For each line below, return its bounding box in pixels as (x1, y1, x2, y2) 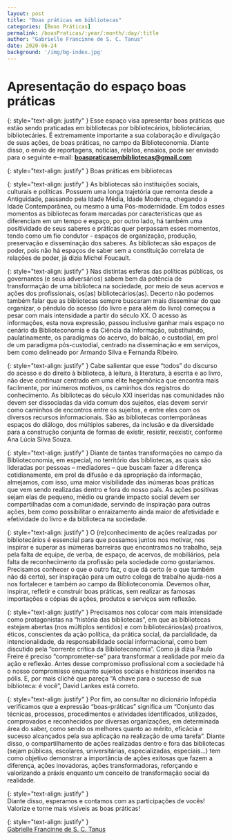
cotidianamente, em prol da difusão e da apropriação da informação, (7, 471, 202, 479)
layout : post (7, 10, 45, 17)
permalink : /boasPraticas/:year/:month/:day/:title (7, 29, 159, 37)
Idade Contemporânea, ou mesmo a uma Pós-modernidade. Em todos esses (7, 202, 225, 210)
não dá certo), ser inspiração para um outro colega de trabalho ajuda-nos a (7, 572, 222, 581)
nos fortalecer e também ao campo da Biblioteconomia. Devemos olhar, (7, 579, 211, 588)
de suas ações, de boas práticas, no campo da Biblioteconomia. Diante (7, 138, 209, 146)
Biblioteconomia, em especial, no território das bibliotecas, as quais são (7, 455, 211, 464)
